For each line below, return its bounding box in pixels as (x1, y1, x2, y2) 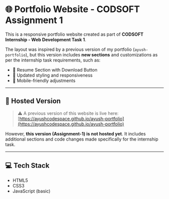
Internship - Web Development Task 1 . (5, 36, 87, 42)
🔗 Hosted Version (5, 97, 61, 105)
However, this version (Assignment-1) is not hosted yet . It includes (5, 130, 146, 137)
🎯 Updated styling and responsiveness (12, 72, 93, 78)
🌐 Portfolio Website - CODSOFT (5, 4, 140, 15)
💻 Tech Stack (5, 161, 50, 170)
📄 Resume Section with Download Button (12, 67, 98, 73)
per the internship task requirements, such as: (5, 57, 101, 63)
